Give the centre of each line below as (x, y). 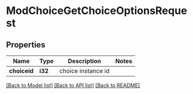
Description (85, 61)
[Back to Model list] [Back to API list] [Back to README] (73, 85)
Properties (26, 45)
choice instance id (85, 71)
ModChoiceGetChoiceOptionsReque (96, 11)
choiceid (21, 71)
